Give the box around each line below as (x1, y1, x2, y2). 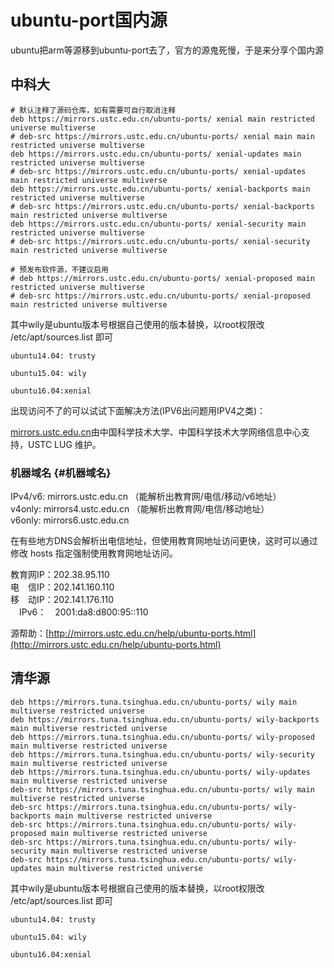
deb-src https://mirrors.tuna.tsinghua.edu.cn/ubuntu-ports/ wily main (10, 784, 315, 795)
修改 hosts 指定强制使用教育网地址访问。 (10, 547, 178, 560)
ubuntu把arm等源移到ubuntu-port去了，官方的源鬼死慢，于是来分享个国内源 (10, 44, 325, 56)
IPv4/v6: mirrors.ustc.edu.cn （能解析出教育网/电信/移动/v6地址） (10, 491, 282, 503)
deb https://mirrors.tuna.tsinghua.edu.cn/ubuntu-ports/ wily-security (10, 749, 315, 760)
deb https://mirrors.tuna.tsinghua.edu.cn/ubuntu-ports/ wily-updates (10, 767, 311, 777)
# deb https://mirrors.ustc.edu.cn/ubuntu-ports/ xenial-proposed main (10, 273, 315, 283)
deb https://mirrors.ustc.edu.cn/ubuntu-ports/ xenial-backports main (10, 184, 311, 194)
